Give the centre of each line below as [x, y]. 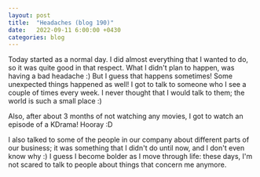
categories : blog [37, 37]
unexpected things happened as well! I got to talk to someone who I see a [127, 85]
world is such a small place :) [55, 101]
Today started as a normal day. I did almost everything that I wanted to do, [128, 60]
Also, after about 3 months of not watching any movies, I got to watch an [126, 116]
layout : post [29, 15]
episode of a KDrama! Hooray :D [60, 125]
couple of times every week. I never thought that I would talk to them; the [126, 93]
